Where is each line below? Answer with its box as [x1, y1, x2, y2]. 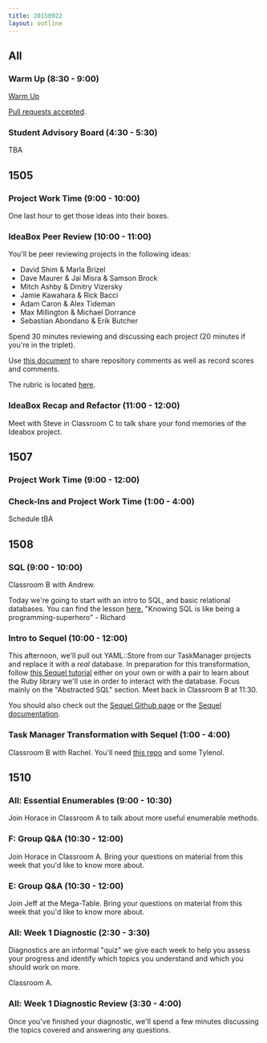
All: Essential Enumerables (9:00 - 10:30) [8, 795, 172, 806]
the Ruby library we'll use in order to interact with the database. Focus [8, 676, 241, 686]
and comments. [8, 364, 60, 374]
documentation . [8, 709, 61, 719]
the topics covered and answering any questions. [8, 1025, 171, 1034]
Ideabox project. [8, 427, 63, 437]
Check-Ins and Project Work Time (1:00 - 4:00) [8, 496, 195, 507]
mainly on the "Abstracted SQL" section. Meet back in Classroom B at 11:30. [8, 685, 258, 695]
